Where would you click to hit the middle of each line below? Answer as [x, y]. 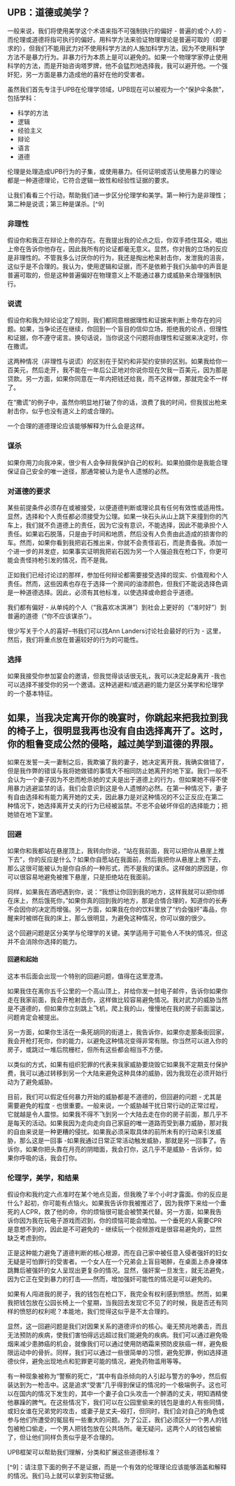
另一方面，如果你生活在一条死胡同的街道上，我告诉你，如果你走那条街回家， [117, 1032]
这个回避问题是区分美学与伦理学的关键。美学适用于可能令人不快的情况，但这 [117, 933]
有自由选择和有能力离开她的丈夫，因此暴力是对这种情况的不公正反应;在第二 [115, 797]
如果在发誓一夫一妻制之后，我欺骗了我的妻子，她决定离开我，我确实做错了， [117, 762]
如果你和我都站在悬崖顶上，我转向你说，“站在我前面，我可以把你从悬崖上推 [116, 851]
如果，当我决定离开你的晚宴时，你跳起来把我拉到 [113, 718]
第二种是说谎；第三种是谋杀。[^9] [56, 203]
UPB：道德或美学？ [49, 13]
